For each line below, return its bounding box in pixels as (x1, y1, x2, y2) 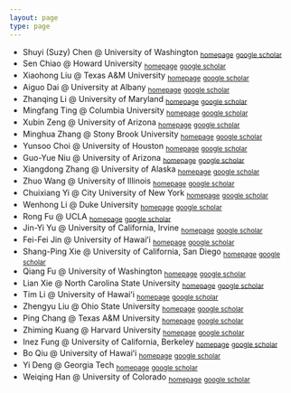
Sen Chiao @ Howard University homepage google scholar (22, 58, 226, 71)
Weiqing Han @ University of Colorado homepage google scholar (22, 371, 250, 384)
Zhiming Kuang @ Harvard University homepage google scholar (22, 324, 245, 337)
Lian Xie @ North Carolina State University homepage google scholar (22, 277, 265, 290)
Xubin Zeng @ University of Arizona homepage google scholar (22, 117, 240, 130)
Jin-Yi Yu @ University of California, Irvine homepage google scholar (22, 222, 263, 236)
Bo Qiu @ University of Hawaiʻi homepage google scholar (22, 348, 221, 361)
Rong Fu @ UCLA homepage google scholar (22, 211, 172, 224)
